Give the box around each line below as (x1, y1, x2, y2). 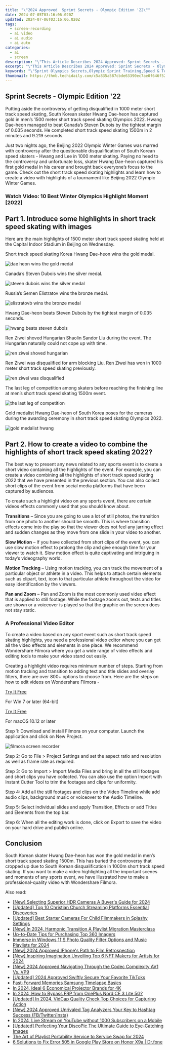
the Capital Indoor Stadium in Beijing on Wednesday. (5, 241, 115, 247)
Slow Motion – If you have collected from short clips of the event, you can (5, 539, 160, 545)
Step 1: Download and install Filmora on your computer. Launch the (5, 728, 145, 734)
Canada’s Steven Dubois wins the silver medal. (5, 270, 103, 277)
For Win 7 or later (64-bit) (5, 698, 59, 705)
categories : (5, 45, 30, 50)
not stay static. (5, 607, 36, 613)
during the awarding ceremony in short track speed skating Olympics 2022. (5, 415, 163, 421)
